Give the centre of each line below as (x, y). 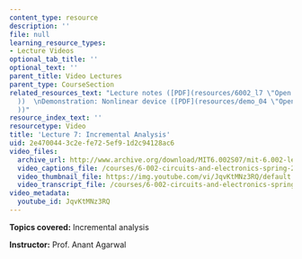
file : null (30, 34)
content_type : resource (54, 18)
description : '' (40, 26)
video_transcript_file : (62, 185)
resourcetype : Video (48, 127)
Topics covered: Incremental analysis (80, 227)
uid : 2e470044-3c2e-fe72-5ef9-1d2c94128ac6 (92, 143)
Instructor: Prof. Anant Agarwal (68, 245)
